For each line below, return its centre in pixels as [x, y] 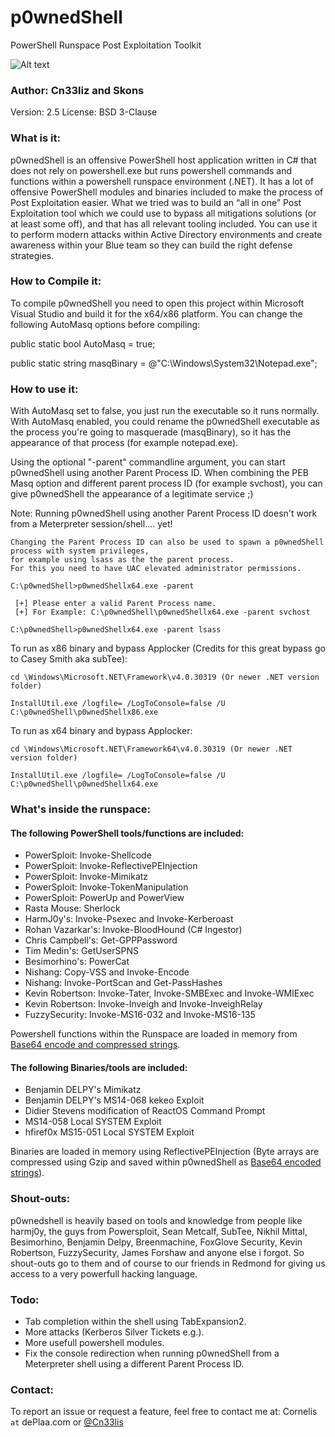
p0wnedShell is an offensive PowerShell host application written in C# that [163, 160]
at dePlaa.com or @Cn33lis [67, 1422]
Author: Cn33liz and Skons [77, 90]
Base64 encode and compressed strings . [95, 1045]
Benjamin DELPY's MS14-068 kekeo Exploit [114, 1100]
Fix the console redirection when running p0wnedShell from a [152, 1353]
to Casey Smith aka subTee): [69, 659]
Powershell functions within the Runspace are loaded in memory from [154, 1034]
